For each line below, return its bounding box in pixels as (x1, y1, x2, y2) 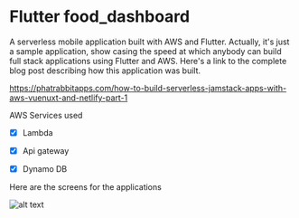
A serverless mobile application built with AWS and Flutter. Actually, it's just (9, 36, 290, 47)
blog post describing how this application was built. (9, 65, 201, 76)
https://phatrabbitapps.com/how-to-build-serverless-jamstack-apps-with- (9, 82, 287, 93)
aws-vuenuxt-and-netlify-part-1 (9, 92, 128, 103)
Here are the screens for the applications (9, 182, 163, 193)
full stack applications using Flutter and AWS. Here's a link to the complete (9, 55, 287, 66)
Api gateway (22, 146, 70, 156)
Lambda (22, 127, 53, 137)
